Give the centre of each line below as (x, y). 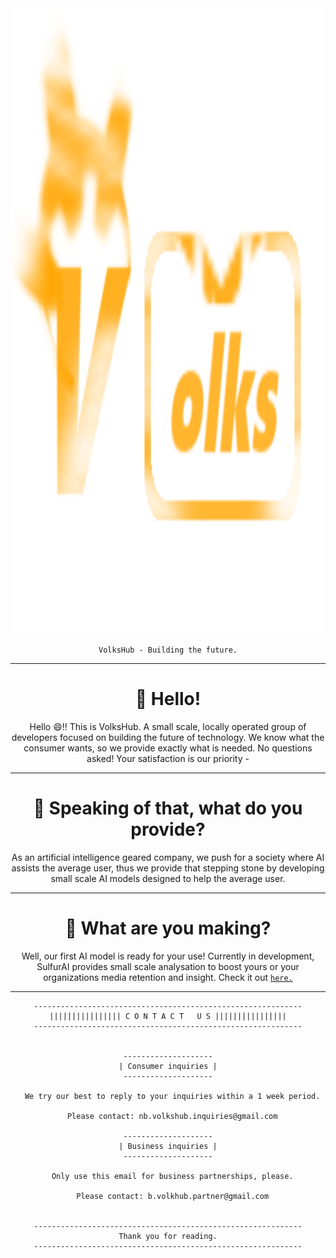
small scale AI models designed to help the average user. (168, 878)
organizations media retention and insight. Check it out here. (168, 977)
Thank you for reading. (168, 1236)
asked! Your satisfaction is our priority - (168, 758)
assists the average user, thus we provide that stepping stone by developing (168, 868)
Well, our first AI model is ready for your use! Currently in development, (168, 956)
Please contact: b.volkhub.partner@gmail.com (173, 1196)
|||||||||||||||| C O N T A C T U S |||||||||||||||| (168, 1016)
